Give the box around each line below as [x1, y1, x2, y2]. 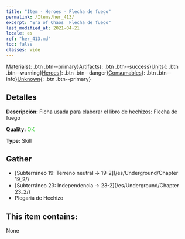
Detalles [6, 92, 37, 103]
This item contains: [6, 211, 78, 221]
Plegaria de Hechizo [14, 194, 64, 201]
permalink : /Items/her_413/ [6, 14, 75, 20]
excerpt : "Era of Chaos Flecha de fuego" [6, 19, 111, 25]
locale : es [6, 31, 33, 36]
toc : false [6, 42, 33, 48]
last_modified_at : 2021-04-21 [6, 25, 80, 31]
